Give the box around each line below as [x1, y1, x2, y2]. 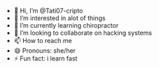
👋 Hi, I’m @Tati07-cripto [13, 7, 83, 15]
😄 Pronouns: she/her [13, 46, 76, 55]
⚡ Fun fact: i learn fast [13, 54, 78, 62]
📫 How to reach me [13, 37, 72, 44]
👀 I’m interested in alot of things [13, 14, 106, 22]
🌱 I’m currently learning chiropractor [13, 22, 119, 29]
